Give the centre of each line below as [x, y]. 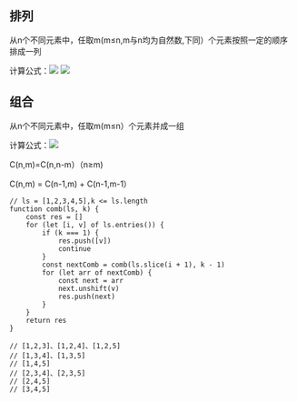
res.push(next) [87, 296]
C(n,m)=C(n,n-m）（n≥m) [56, 164]
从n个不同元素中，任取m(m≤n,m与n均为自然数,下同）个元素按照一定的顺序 [149, 40]
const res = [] [54, 216]
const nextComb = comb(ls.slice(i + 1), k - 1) [134, 265]
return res [46, 320]
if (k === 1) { [71, 233]
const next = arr [91, 280]
